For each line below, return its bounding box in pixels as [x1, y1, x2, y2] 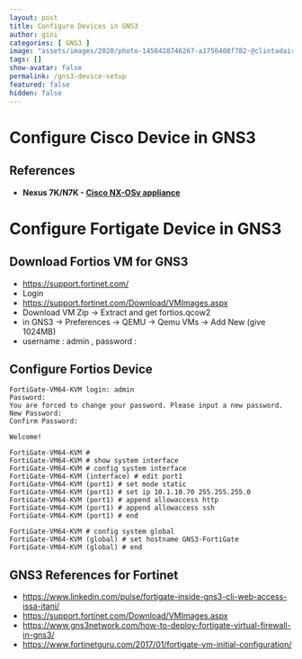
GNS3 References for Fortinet [9, 567, 179, 582]
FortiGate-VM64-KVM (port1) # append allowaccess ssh [9, 503, 216, 513]
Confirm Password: [9, 417, 78, 426]
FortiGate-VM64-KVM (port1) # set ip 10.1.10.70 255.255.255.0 [9, 488, 252, 497]
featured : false [9, 80, 70, 89]
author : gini [9, 30, 58, 39]
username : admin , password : [22, 335, 138, 347]
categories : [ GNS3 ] [9, 38, 91, 48]
